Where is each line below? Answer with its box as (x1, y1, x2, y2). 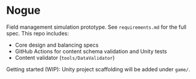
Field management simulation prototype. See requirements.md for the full (6, 23, 187, 31)
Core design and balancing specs (14, 41, 99, 48)
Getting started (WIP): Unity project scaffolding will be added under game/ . (6, 65, 191, 72)
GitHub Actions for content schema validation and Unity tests (14, 47, 168, 54)
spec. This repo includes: (6, 29, 69, 37)
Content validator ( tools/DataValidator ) (14, 54, 115, 61)
